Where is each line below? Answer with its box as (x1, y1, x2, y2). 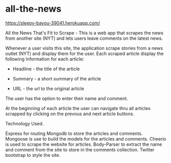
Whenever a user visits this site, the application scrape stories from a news (5, 45, 163, 51)
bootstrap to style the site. (5, 152, 61, 158)
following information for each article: (5, 56, 84, 62)
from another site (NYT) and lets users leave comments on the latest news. (5, 35, 163, 41)
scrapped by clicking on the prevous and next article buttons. (5, 111, 134, 117)
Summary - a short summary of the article (12, 75, 101, 81)
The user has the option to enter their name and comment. (5, 95, 129, 101)
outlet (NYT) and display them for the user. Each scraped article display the (5, 50, 164, 57)
